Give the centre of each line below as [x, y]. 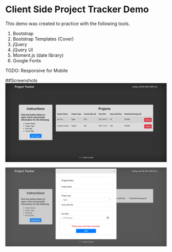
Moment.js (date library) [38, 55]
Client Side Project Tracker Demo [77, 9]
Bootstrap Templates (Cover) [43, 39]
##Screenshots [21, 80]
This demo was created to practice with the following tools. [68, 24]
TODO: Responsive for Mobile [37, 71]
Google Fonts [27, 60]
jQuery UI [23, 50]
